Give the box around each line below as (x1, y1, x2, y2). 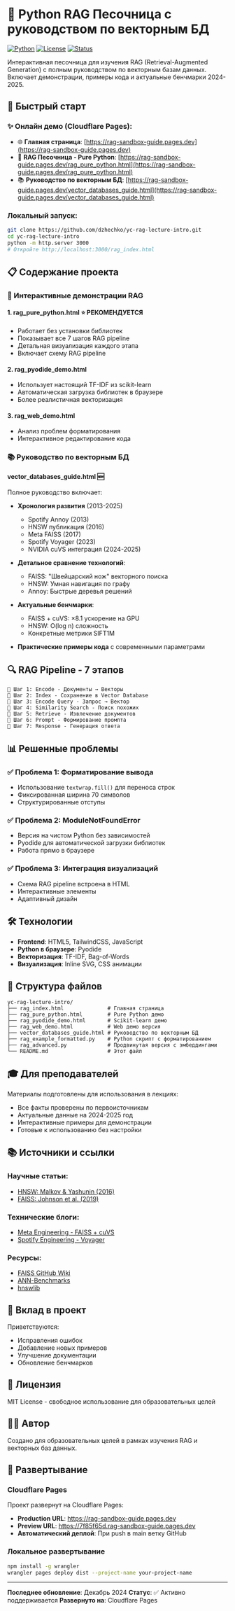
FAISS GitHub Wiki (17, 1269, 71, 1277)
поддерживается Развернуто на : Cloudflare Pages (7, 1596, 158, 1605)
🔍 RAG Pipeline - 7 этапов (7, 664, 124, 676)
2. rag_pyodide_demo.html (7, 365, 87, 373)
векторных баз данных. (7, 1444, 77, 1452)
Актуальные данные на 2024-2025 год (17, 1111, 134, 1119)
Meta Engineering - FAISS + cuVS (17, 1228, 115, 1236)
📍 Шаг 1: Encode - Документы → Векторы (7, 686, 124, 693)
